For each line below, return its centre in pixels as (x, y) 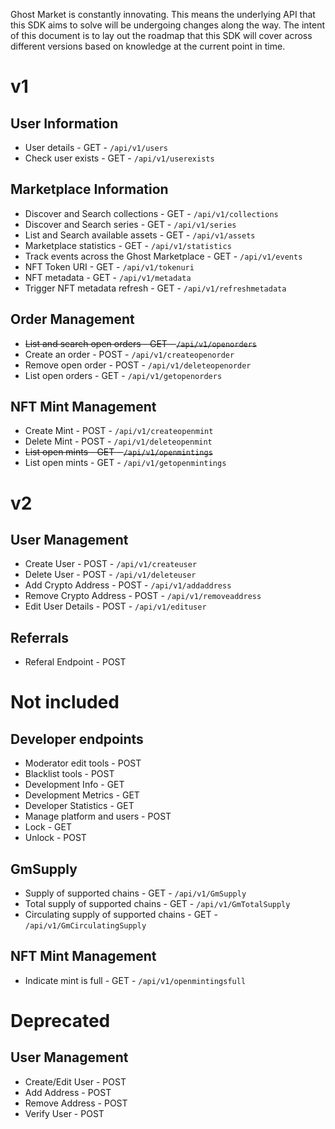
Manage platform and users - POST (98, 816)
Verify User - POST (64, 1113)
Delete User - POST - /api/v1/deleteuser (110, 575)
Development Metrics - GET (82, 795)
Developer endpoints (77, 739)
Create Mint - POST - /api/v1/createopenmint (119, 431)
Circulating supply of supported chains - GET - (121, 915)
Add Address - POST (68, 1092)
